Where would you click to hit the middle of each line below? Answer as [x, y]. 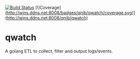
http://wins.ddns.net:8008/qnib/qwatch [47, 18]
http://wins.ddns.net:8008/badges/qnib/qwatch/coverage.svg [69, 13]
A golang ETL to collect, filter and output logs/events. [59, 51]
